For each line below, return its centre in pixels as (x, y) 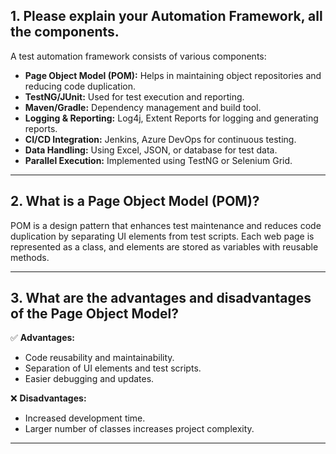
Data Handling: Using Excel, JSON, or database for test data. (151, 150)
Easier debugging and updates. (89, 379)
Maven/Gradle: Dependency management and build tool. (143, 107)
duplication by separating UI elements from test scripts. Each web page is (162, 236)
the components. (65, 32)
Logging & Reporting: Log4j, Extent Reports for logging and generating (171, 118)
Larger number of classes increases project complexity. (139, 429)
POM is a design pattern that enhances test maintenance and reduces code (166, 225)
